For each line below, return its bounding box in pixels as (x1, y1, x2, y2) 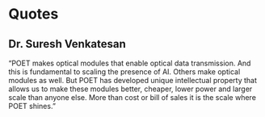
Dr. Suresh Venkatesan (8, 37, 127, 51)
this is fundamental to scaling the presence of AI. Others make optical (8, 67, 241, 77)
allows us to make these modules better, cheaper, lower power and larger (8, 84, 253, 94)
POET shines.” (8, 102, 57, 111)
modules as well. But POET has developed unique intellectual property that (8, 76, 257, 85)
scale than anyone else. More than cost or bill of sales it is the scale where (8, 93, 257, 102)
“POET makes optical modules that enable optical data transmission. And (8, 58, 251, 68)
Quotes (8, 5, 59, 23)
